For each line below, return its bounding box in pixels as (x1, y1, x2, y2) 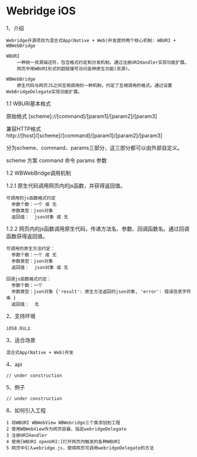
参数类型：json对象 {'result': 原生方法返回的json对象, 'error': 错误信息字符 (11, 288, 191, 295)
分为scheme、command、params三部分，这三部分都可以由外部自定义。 (6, 144, 183, 151)
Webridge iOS (6, 4, 76, 18)
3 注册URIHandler (6, 432, 47, 438)
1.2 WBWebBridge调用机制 (6, 169, 71, 177)
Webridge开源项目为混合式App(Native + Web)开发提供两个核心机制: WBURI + (6, 37, 176, 43)
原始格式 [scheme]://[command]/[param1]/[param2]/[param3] (6, 112, 157, 119)
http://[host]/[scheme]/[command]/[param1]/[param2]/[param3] (6, 132, 163, 139)
